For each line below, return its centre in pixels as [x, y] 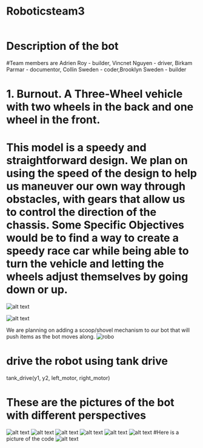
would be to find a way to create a [92, 238]
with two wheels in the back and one [100, 107]
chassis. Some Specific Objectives [95, 225]
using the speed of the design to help [101, 174]
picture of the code [30, 438]
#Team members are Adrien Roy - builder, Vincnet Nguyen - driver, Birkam [99, 63]
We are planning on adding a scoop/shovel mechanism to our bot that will [98, 330]
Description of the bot [62, 46]
